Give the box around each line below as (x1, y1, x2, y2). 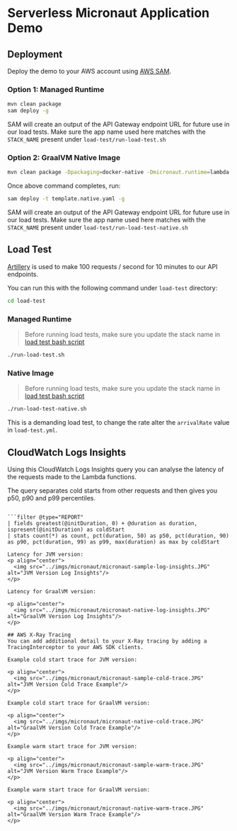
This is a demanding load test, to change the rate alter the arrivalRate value (7, 418, 230, 427)
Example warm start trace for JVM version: (7, 743, 138, 750)
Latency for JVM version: (7, 551, 83, 558)
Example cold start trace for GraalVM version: (7, 699, 151, 706)
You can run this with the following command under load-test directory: (7, 283, 218, 292)
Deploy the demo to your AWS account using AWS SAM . (7, 67, 172, 75)
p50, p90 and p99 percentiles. (7, 493, 96, 502)
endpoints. (7, 270, 39, 278)
